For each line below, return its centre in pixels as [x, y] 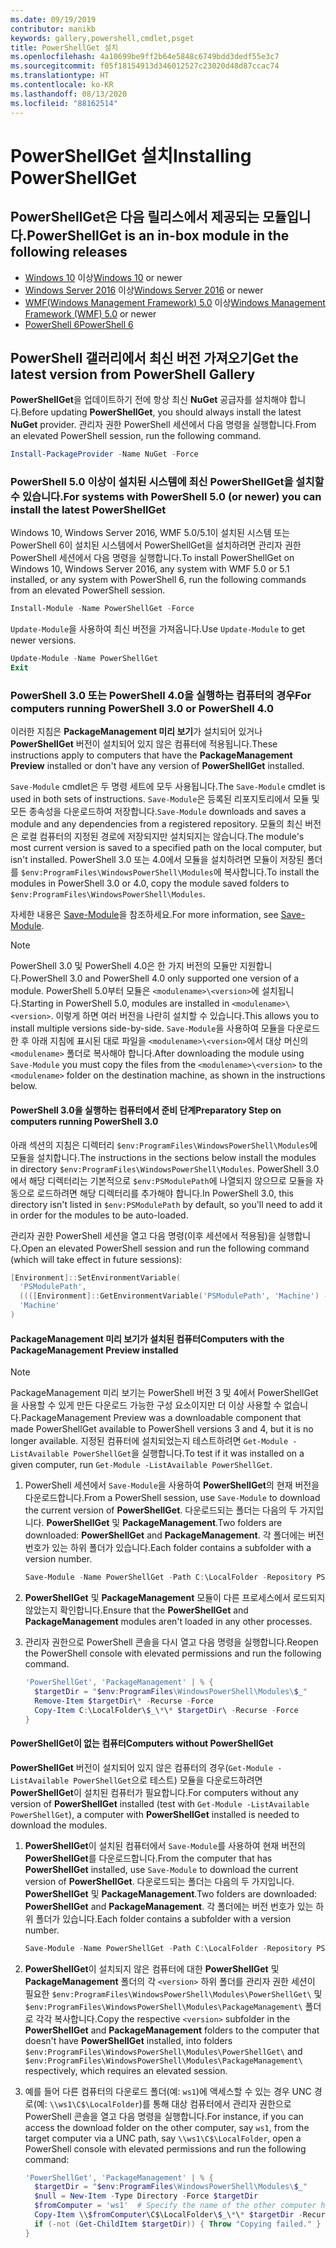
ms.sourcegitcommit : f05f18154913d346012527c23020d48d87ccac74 [145, 66]
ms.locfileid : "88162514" [64, 103]
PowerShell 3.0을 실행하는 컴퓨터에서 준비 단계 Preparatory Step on [146, 1110]
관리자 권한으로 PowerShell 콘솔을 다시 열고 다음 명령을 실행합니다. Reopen [171, 1642]
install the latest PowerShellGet [88, 510]
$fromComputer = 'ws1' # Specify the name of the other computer [175, 2206]
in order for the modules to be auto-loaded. [99, 1215]
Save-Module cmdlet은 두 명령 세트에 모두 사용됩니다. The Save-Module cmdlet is [168, 787]
